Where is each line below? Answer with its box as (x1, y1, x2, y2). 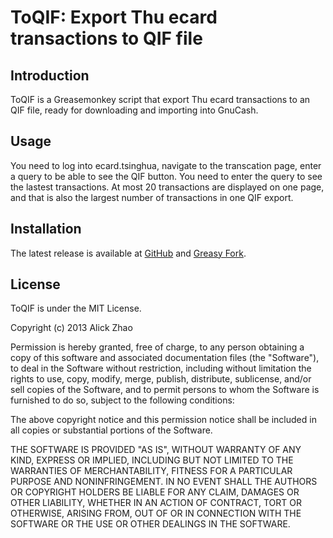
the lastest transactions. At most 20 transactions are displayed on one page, (10, 181, 325, 193)
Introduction (10, 67, 90, 84)
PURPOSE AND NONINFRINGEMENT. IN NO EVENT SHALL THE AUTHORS (10, 476, 318, 488)
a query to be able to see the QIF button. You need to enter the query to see (10, 170, 323, 182)
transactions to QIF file (10, 27, 203, 50)
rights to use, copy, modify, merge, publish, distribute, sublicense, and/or (10, 373, 312, 385)
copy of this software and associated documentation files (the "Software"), (10, 352, 320, 364)
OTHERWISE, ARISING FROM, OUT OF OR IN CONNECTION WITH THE (10, 507, 302, 520)
